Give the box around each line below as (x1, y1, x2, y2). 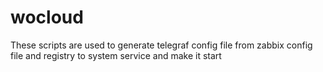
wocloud (10, 6, 84, 29)
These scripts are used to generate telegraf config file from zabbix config (10, 39, 313, 51)
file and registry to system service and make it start (10, 49, 222, 61)
